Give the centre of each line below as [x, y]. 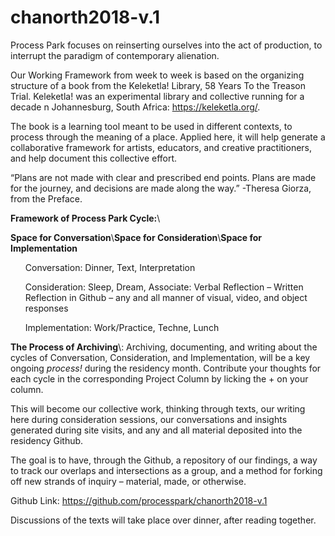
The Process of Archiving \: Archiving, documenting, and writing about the [164, 347]
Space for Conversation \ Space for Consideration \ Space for [136, 237]
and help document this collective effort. [94, 158]
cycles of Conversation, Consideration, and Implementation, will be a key [160, 357]
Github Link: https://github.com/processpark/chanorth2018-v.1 [139, 500]
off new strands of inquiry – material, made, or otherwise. [128, 481]
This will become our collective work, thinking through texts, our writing [158, 408]
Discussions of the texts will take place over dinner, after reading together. [163, 520]
